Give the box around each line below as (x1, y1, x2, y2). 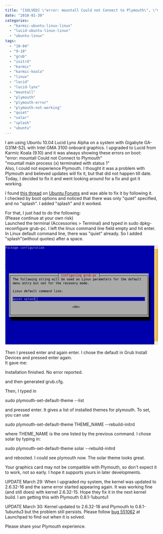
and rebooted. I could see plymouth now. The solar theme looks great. (5, 455, 146, 461)
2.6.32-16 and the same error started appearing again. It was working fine (5, 484, 153, 490)
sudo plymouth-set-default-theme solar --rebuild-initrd (5, 446, 115, 451)
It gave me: (5, 360, 28, 366)
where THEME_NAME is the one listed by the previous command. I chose (5, 431, 151, 437)
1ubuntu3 (5, 509, 24, 515)
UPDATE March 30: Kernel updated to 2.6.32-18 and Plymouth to (5, 504, 134, 510)
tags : (5, 39, 16, 44)
